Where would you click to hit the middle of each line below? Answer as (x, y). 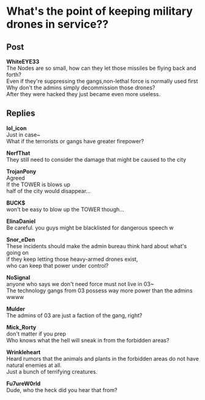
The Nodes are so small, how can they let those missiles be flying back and (101, 68)
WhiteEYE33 (23, 62)
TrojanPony (21, 171)
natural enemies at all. (34, 365)
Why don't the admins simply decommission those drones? (81, 88)
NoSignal (18, 277)
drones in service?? (58, 24)
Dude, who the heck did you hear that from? (62, 390)
